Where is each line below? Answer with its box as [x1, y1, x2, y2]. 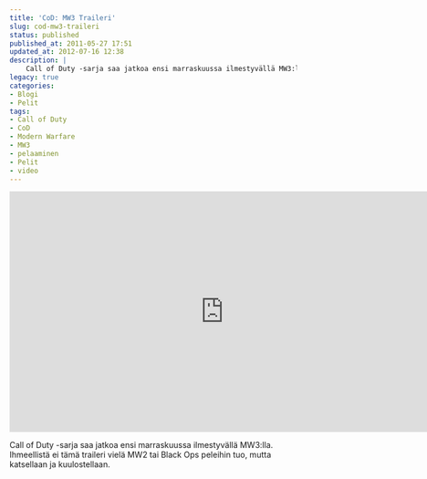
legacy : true [9, 73, 59, 82]
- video [9, 166, 39, 175]
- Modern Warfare [9, 132, 76, 141]
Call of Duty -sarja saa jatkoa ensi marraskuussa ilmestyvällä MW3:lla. [9, 440, 274, 451]
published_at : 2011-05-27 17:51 [9, 38, 132, 48]
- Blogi [9, 89, 39, 99]
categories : [9, 81, 55, 90]
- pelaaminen [9, 149, 59, 158]
